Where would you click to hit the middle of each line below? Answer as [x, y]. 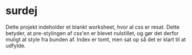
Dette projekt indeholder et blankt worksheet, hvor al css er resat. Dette [92, 27]
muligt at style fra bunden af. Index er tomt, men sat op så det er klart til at [96, 39]
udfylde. [16, 46]
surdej [22, 11]
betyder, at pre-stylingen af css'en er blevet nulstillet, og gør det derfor [92, 33]
